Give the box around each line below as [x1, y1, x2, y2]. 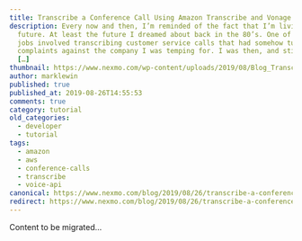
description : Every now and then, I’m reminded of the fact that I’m [9, 22, 276, 31]
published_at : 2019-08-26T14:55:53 [9, 88, 143, 97]
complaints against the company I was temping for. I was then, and [17, 47, 280, 56]
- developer [17, 122, 63, 131]
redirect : [9, 197, 47, 207]
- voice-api [17, 181, 63, 190]
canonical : [9, 189, 50, 198]
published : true [9, 80, 70, 89]
